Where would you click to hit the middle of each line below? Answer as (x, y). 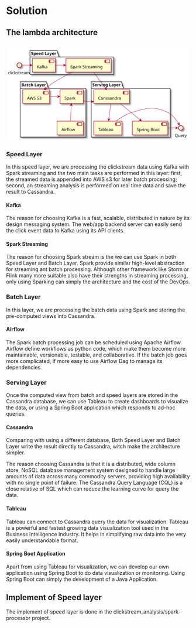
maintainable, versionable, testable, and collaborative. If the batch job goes (97, 355)
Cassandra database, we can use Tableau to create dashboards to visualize (97, 402)
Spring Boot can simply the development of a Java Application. (82, 579)
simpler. (16, 453)
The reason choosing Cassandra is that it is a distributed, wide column (91, 464)
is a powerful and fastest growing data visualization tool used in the (87, 527)
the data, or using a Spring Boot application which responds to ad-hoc (91, 407)
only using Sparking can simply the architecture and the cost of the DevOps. (98, 282)
